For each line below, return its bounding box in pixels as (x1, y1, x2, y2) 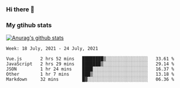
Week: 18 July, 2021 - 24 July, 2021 (6, 46, 99, 52)
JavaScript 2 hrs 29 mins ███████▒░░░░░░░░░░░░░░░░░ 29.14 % (6, 61, 175, 67)
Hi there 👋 (6, 5, 35, 13)
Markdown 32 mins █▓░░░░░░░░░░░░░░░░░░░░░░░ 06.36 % (6, 76, 175, 83)
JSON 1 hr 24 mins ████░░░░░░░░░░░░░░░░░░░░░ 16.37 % (6, 66, 175, 72)
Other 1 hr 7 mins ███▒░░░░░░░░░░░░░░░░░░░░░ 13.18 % (6, 72, 175, 77)
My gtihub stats (6, 21, 52, 29)
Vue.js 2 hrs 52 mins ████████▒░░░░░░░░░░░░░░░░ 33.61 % (6, 56, 175, 62)
